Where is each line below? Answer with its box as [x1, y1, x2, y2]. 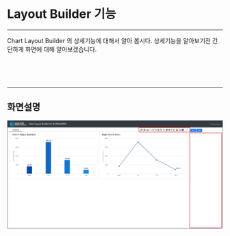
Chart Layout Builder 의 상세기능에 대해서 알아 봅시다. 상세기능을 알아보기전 [7, 36, 211, 44]
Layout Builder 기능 [7, 6, 116, 22]
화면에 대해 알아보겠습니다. [25, 45, 97, 53]
